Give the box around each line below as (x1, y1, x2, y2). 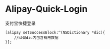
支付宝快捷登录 (5, 20, 36, 26)
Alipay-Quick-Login (5, 3, 88, 15)
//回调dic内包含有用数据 (14, 35, 58, 40)
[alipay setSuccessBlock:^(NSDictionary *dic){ (5, 30, 106, 35)
